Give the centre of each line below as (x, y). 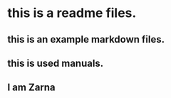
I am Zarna (31, 88)
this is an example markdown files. (86, 39)
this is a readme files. (72, 13)
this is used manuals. (56, 63)
